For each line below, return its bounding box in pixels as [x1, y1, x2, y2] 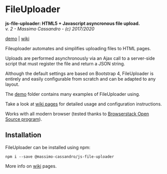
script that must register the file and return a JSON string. [5, 60, 126, 66]
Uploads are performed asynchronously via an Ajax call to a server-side [5, 55, 155, 61]
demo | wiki [5, 36, 29, 42]
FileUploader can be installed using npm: [5, 144, 91, 150]
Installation [5, 131, 41, 140]
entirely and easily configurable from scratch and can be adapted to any [5, 76, 156, 82]
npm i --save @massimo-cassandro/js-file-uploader [5, 154, 114, 159]
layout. [5, 81, 19, 87]
